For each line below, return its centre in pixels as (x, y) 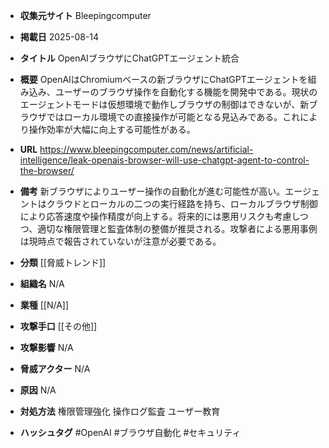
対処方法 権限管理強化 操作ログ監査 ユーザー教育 (120, 411)
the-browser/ (47, 170)
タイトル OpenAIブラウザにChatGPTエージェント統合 (129, 58)
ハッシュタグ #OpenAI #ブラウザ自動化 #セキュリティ (130, 432)
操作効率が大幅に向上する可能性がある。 (112, 129)
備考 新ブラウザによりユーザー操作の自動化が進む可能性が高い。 (152, 191)
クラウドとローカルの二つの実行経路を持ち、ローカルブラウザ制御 (182, 203)
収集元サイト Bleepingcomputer (85, 15)
